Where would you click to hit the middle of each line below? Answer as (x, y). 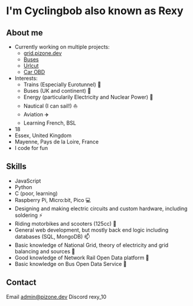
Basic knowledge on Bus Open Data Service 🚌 (71, 263)
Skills (16, 167)
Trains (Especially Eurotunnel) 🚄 (62, 84)
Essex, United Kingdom (43, 135)
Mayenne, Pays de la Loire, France (57, 142)
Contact (21, 283)
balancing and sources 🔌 (45, 251)
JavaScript (28, 181)
